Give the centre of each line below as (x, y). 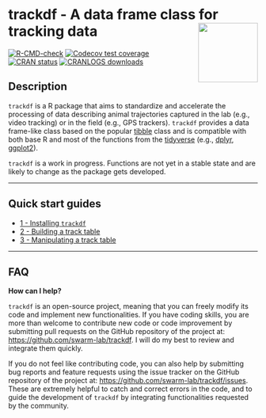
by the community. (39, 406)
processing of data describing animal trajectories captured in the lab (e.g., (129, 114)
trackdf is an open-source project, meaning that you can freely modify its (129, 306)
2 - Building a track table (60, 231)
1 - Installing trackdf (53, 222)
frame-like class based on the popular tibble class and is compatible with (127, 131)
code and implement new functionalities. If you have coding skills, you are (129, 315)
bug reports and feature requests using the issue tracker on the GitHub (124, 372)
